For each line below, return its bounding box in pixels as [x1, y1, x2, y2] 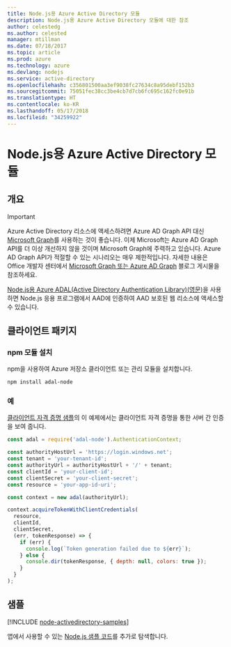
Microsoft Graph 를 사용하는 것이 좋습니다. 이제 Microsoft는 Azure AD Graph [7, 235, 218, 244]
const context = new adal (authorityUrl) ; [7, 494, 129, 501]
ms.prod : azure [7, 56, 51, 63]
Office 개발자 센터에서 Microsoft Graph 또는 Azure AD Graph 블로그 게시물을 [7, 261, 220, 270]
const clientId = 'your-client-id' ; [7, 468, 113, 475]
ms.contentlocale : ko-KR [7, 101, 79, 108]
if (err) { [19, 538, 51, 546]
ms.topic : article [7, 50, 61, 56]
